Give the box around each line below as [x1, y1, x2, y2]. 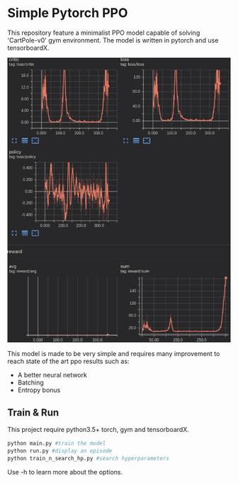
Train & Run [7, 406, 59, 418]
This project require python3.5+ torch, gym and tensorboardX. [7, 426, 189, 434]
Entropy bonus [17, 386, 61, 394]
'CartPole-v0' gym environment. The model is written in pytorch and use [7, 35, 219, 44]
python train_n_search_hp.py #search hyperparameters [7, 455, 170, 462]
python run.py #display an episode [7, 448, 113, 455]
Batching [17, 378, 44, 387]
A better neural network [17, 371, 87, 379]
